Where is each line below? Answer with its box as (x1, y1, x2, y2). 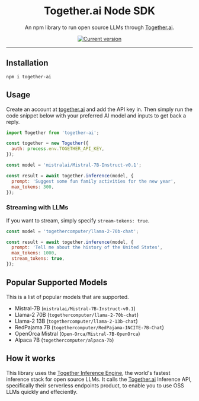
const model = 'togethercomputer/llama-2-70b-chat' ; (6, 228, 139, 234)
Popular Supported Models (6, 278, 108, 288)
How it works (6, 354, 56, 364)
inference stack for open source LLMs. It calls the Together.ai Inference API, (6, 375, 192, 383)
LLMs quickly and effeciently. (6, 388, 78, 395)
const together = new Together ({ (6, 141, 89, 147)
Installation (6, 58, 49, 68)
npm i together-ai (6, 74, 52, 79)
